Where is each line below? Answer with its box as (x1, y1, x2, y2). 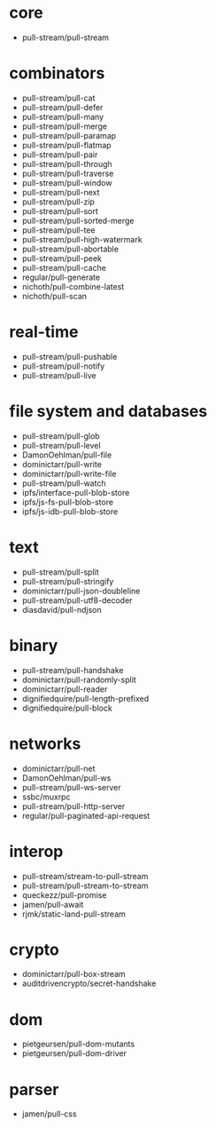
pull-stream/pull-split (21, 567, 99, 577)
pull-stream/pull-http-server (21, 800, 126, 811)
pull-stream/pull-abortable (21, 243, 120, 254)
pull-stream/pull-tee (21, 225, 96, 235)
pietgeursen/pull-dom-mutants (21, 1038, 135, 1050)
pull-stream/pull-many (21, 111, 104, 122)
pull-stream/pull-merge (21, 121, 108, 131)
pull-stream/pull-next (21, 187, 100, 197)
